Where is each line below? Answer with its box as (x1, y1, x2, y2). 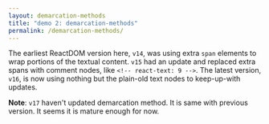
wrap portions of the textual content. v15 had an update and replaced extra (8, 57, 256, 66)
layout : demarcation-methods (8, 11, 106, 20)
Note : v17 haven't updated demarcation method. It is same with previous (8, 98, 249, 108)
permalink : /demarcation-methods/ (8, 26, 124, 34)
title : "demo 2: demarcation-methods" (8, 19, 138, 27)
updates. (8, 82, 38, 92)
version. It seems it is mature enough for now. (8, 106, 160, 116)
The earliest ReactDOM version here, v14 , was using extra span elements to (8, 49, 257, 58)
